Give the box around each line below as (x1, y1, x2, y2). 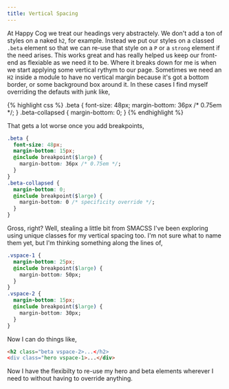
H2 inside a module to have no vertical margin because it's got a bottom (7, 73, 210, 81)
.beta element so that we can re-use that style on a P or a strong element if (7, 43, 220, 52)
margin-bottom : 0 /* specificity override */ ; (19, 199, 155, 206)
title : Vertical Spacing (7, 10, 78, 17)
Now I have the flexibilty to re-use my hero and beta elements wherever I (7, 367, 214, 375)
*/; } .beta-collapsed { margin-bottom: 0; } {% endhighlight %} (7, 108, 184, 116)
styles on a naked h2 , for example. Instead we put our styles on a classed (7, 36, 215, 45)
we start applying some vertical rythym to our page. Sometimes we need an (7, 65, 222, 74)
